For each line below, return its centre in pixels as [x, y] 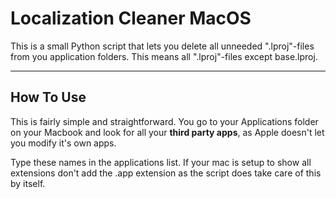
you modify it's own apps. [63, 143]
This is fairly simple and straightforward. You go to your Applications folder [164, 121]
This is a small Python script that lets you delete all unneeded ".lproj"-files [162, 46]
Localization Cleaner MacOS [131, 18]
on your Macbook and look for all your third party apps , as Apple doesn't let [167, 132]
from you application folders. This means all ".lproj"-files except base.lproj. [164, 56]
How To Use [48, 97]
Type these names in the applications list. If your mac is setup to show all [161, 162]
